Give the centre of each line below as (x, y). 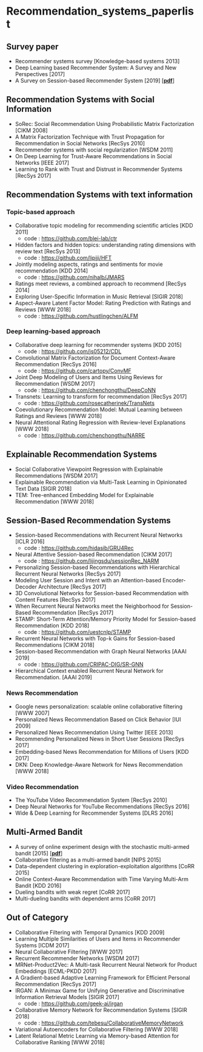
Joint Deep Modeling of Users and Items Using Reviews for (89, 377)
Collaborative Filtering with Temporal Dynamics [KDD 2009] (90, 932)
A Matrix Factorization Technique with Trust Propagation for (90, 137)
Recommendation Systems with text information (99, 195)
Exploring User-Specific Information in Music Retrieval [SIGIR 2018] (99, 296)
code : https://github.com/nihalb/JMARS (74, 277)
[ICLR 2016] (30, 542)
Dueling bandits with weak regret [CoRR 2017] (72, 892)
